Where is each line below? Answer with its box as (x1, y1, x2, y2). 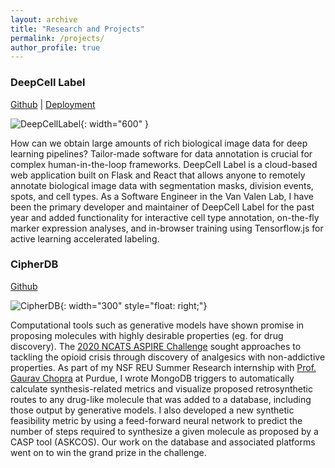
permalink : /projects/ (10, 33, 105, 43)
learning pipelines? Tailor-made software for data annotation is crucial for (10, 147, 313, 160)
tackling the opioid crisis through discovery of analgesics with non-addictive (10, 351, 326, 363)
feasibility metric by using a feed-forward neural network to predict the (10, 414, 303, 426)
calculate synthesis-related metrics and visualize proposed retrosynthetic (10, 382, 313, 395)
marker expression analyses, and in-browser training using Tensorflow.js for (10, 222, 324, 234)
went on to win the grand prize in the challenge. (10, 446, 207, 458)
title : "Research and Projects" (10, 24, 145, 34)
